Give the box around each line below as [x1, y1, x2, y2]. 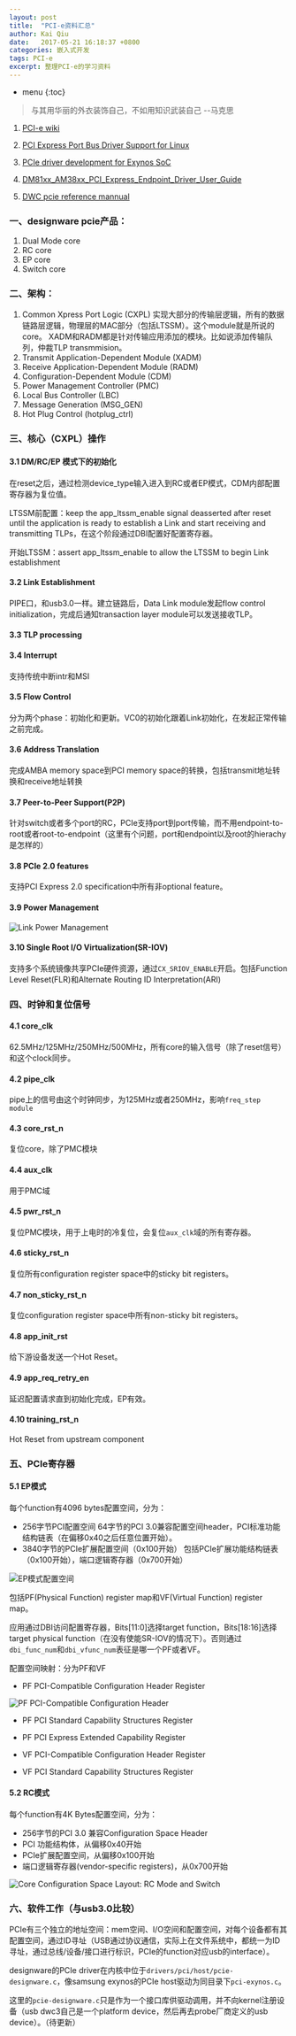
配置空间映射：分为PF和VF [9, 1662, 107, 1673]
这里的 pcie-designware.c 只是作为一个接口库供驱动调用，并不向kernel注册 [9, 1995, 277, 2006]
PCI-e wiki [21, 122, 60, 133]
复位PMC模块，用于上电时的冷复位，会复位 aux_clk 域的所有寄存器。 [9, 1227, 256, 1238]
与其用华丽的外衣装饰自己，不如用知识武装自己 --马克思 [30, 104, 234, 115]
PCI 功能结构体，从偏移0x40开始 [21, 1839, 142, 1850]
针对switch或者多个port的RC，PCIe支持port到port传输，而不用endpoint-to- [9, 818, 285, 829]
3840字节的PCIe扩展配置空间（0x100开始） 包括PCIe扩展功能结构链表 [21, 1543, 278, 1554]
